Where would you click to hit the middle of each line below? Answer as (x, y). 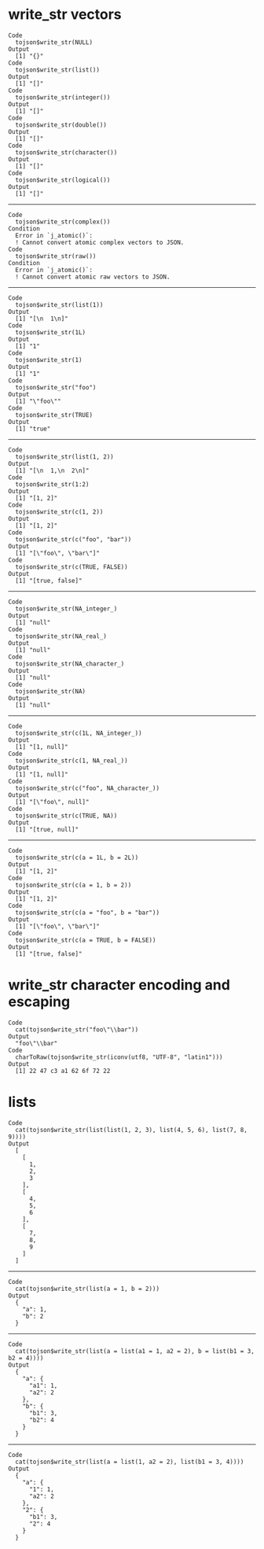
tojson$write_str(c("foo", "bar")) (73, 539)
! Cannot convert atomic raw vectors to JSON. (93, 277)
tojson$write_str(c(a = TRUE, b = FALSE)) (86, 940)
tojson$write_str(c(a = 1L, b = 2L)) (77, 857)
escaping (39, 1002)
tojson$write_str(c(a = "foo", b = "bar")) (87, 913)
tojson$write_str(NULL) (54, 42)
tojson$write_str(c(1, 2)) (59, 512)
